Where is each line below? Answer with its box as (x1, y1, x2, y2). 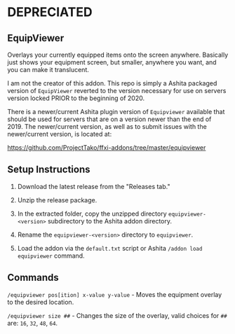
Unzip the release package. (17, 195, 98, 204)
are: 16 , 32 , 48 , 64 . (7, 319, 58, 327)
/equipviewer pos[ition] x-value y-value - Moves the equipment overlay (7, 290, 222, 298)
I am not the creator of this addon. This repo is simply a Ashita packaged (7, 79, 217, 88)
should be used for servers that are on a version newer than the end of (7, 115, 212, 123)
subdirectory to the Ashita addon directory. (48, 216, 172, 225)
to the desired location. (7, 298, 74, 306)
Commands (7, 272, 60, 284)
